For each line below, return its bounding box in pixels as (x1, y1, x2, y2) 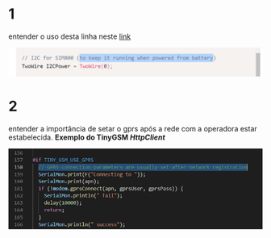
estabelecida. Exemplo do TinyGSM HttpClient (8, 132, 165, 142)
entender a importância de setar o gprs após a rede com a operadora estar (8, 123, 258, 133)
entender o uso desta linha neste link (8, 31, 131, 41)
